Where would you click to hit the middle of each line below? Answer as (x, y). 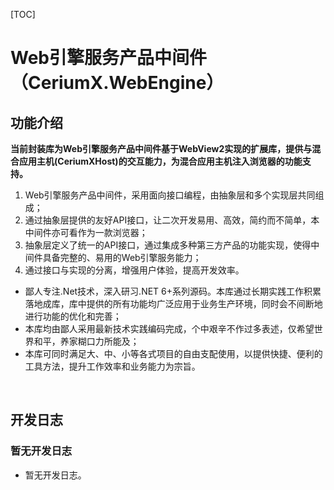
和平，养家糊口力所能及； (86, 341)
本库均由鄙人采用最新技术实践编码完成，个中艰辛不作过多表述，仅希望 (169, 328)
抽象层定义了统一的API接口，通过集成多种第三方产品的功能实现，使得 (168, 245)
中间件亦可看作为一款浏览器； (86, 232)
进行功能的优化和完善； (73, 316)
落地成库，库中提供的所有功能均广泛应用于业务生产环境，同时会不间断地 (173, 303)
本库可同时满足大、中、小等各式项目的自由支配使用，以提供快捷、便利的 (173, 353)
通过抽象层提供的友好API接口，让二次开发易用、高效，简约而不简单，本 (172, 220)
